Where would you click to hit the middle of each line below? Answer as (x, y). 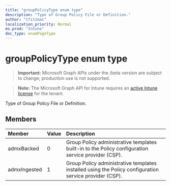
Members (21, 119)
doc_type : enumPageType (31, 34)
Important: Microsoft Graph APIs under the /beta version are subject (90, 73)
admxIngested (25, 169)
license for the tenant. (41, 93)
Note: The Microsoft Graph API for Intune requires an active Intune (88, 88)
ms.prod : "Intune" (25, 29)
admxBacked (23, 148)
